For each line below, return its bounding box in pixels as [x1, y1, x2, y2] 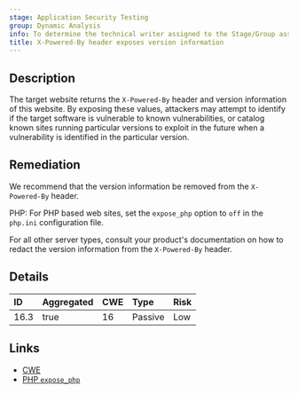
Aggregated [42, 295, 94, 308]
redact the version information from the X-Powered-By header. [9, 243, 232, 254]
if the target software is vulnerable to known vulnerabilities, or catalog [9, 113, 265, 124]
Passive [131, 310, 165, 323]
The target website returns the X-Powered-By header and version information [9, 94, 286, 105]
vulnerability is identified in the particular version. [9, 132, 190, 143]
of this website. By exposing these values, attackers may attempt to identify [9, 104, 286, 114]
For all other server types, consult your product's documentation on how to [9, 234, 284, 245]
